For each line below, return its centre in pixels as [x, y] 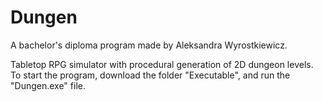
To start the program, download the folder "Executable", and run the [150, 75]
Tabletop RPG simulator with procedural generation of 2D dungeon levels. [162, 64]
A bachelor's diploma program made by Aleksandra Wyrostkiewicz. [149, 45]
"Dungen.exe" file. [48, 85]
